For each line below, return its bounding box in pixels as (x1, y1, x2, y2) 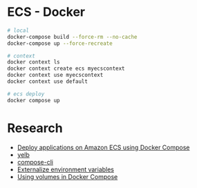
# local (7, 27, 30, 34)
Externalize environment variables (17, 165, 115, 173)
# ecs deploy (7, 91, 45, 97)
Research (7, 120, 64, 135)
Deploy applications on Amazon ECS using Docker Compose (17, 143, 190, 151)
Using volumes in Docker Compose (17, 172, 118, 180)
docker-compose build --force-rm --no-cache (7, 33, 138, 40)
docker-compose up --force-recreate (7, 39, 113, 47)
